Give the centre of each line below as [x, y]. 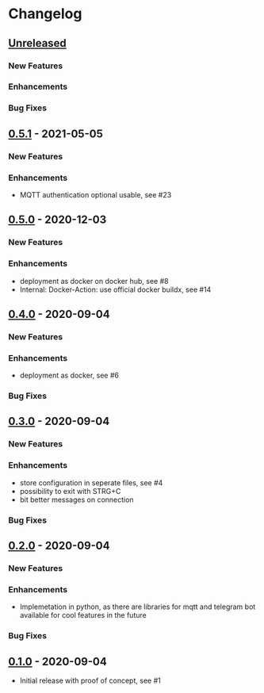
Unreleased [38, 43]
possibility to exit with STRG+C [70, 491]
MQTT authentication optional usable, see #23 [96, 194]
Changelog [45, 14]
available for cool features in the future [83, 615]
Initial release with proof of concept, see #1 [90, 680]
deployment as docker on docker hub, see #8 [94, 281]
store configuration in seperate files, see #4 [91, 482]
